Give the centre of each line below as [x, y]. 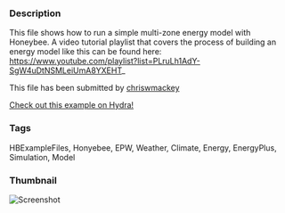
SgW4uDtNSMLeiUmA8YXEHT [65, 70]
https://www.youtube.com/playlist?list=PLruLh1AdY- [105, 61]
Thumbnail [33, 180]
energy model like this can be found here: [85, 52]
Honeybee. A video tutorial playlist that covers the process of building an [143, 42]
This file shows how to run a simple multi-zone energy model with [130, 33]
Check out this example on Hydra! [72, 105]
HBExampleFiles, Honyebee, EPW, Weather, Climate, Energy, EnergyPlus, [143, 147]
